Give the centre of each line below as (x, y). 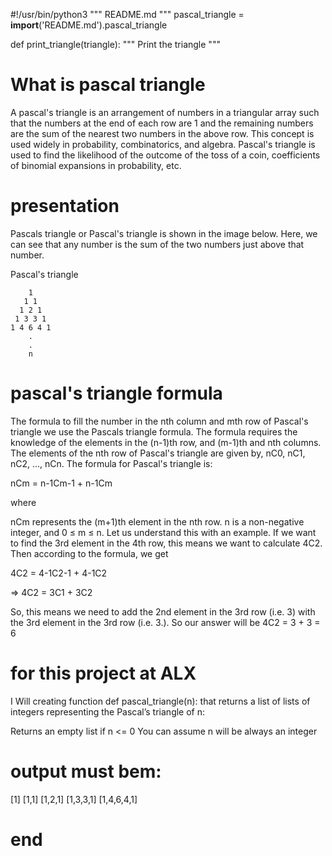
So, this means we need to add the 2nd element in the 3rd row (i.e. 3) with (163, 611)
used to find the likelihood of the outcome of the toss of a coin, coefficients (165, 155)
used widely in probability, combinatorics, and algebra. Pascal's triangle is (163, 144)
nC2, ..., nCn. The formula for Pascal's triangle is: (111, 463)
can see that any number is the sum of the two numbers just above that (157, 244)
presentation (65, 206)
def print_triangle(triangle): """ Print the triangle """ (115, 44)
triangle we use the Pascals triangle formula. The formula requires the (154, 431)
